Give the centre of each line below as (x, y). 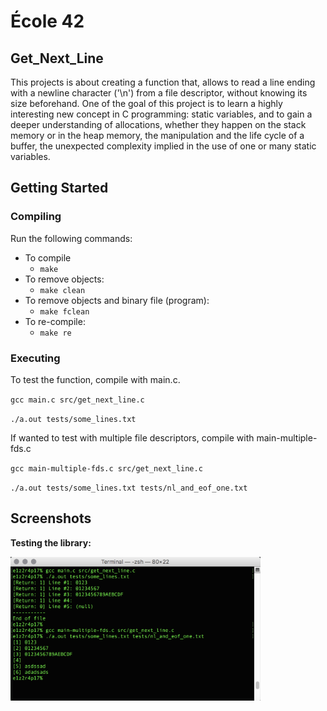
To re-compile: (55, 321)
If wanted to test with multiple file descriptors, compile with (132, 437)
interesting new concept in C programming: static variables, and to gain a (161, 114)
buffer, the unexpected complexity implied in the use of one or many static (163, 146)
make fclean (64, 311)
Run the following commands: (71, 238)
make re (55, 333)
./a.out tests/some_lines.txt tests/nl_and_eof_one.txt (129, 488)
